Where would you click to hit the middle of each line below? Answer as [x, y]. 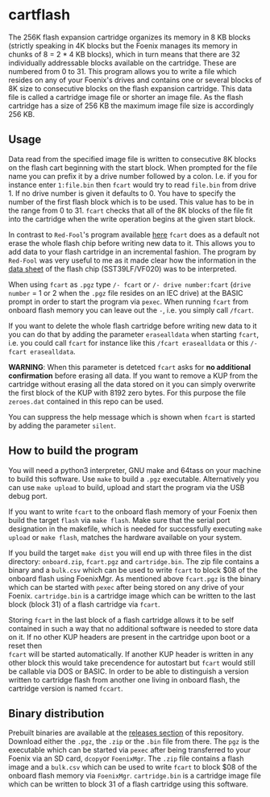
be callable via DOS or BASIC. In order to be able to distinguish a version [129, 671]
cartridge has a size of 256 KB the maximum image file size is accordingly [131, 106]
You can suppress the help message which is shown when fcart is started [132, 417]
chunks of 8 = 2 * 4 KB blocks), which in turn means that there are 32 [124, 54]
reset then [25, 645]
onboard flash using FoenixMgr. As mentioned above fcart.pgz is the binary [135, 579]
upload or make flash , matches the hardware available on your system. [125, 537]
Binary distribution [56, 714]
